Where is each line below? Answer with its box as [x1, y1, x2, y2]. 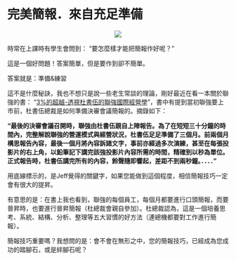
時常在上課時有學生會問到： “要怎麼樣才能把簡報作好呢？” [7, 44, 175, 53]
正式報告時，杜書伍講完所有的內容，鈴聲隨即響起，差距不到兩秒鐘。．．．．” [7, 156, 217, 165]
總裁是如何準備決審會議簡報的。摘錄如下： [44, 106, 167, 115]
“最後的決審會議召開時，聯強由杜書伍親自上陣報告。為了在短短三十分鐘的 [7, 121, 220, 130]
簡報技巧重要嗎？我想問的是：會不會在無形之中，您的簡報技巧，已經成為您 [7, 236, 223, 245]
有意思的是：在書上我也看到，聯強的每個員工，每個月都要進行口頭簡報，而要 [7, 195, 229, 204]
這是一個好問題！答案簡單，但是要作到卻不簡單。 [7, 59, 149, 67]
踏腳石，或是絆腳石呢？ [19, 245, 88, 254]
